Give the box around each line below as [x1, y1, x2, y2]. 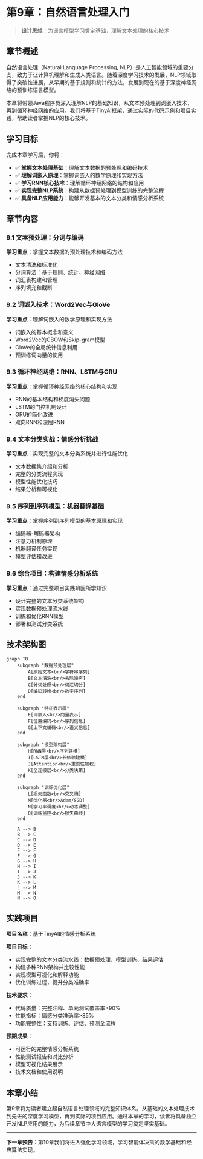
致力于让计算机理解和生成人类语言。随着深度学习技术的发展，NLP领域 [16, 71, 192, 78]
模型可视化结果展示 [14, 1061, 63, 1068]
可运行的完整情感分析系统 [14, 1046, 79, 1053]
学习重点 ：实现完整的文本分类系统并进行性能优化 [6, 450, 128, 457]
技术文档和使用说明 [14, 1068, 63, 1075]
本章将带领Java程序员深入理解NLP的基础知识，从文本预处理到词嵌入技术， [6, 99, 193, 106]
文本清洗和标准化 [14, 261, 58, 269]
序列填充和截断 [14, 284, 53, 291]
